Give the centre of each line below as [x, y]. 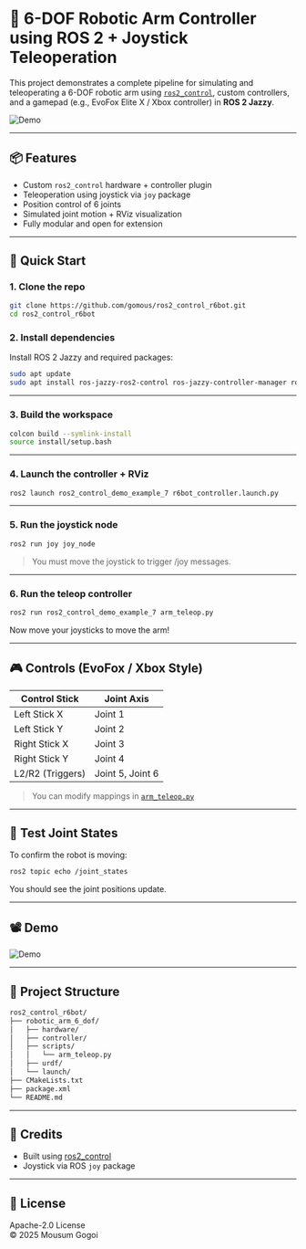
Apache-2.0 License [47, 1225]
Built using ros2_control [67, 1156]
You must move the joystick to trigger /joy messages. [131, 562]
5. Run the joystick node [64, 525]
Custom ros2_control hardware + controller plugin [117, 184]
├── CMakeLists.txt [46, 1080]
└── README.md [36, 1097]
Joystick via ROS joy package [79, 1166]
